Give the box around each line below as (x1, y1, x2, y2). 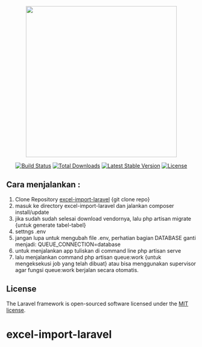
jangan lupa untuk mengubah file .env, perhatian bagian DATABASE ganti (14, 234, 196, 241)
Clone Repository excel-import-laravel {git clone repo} (14, 195, 150, 203)
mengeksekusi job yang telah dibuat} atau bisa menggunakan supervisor (14, 260, 197, 267)
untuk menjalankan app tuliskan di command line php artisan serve (14, 247, 181, 254)
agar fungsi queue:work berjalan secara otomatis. (14, 266, 139, 273)
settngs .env (14, 227, 46, 235)
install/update (14, 209, 49, 216)
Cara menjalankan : (6, 180, 81, 190)
